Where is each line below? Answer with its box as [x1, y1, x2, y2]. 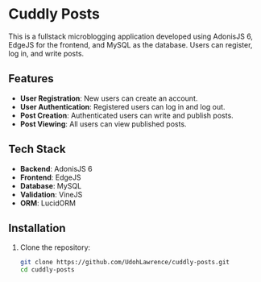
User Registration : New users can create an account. [19, 93, 198, 103]
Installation [8, 221, 66, 234]
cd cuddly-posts [19, 266, 75, 274]
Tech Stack [8, 143, 66, 156]
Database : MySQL [19, 180, 82, 190]
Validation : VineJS [19, 189, 83, 199]
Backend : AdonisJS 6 [19, 164, 93, 173]
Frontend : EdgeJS [19, 172, 81, 182]
